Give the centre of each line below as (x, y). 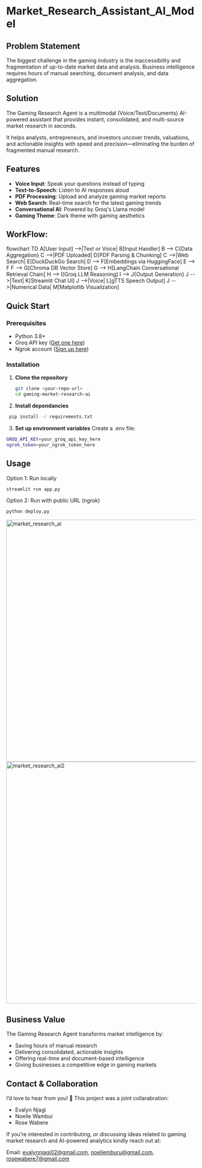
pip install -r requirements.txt (51, 417)
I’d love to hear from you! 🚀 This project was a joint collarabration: (87, 1098)
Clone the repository (41, 378)
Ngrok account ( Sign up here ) (52, 349)
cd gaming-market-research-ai (53, 394)
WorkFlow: (27, 235)
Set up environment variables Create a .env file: (75, 429)
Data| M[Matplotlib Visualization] (79, 287)
